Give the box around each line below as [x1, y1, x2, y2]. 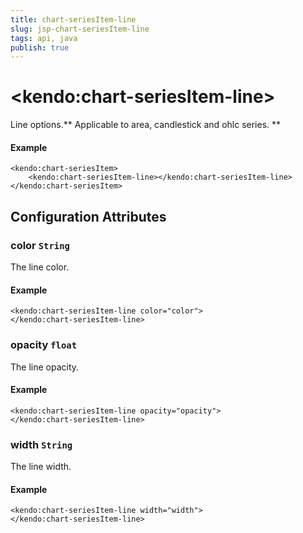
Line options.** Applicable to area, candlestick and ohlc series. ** [10, 119, 282, 131]
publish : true [10, 42, 70, 53]
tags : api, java [10, 33, 78, 43]
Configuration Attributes [10, 208, 167, 225]
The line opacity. [10, 361, 80, 373]
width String [10, 437, 73, 451]
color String [10, 238, 70, 252]
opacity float [10, 338, 78, 352]
